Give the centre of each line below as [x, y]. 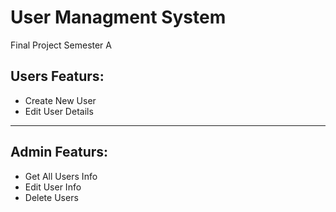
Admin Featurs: [59, 152]
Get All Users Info [61, 176]
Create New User [60, 100]
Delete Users [51, 197]
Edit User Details [59, 111]
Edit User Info [53, 187]
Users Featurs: [57, 76]
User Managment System [118, 17]
